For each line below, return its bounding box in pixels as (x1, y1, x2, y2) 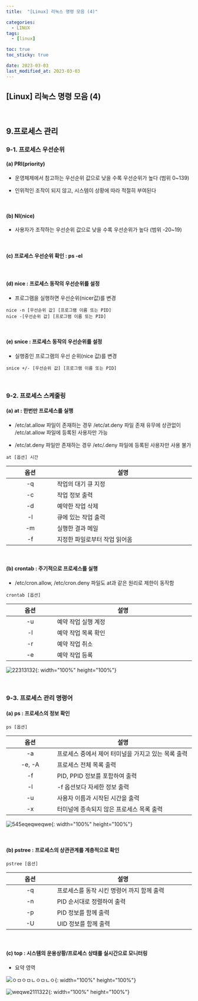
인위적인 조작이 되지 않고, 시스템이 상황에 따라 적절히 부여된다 (14, 187, 157, 194)
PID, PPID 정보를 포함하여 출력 (57, 772, 137, 780)
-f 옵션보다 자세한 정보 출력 (57, 783, 130, 791)
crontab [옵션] (6, 592, 41, 598)
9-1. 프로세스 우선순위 (6, 145, 65, 154)
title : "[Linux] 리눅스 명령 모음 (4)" (6, 8, 98, 15)
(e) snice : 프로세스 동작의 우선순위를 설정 (6, 338, 103, 345)
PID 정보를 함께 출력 (57, 909, 110, 917)
